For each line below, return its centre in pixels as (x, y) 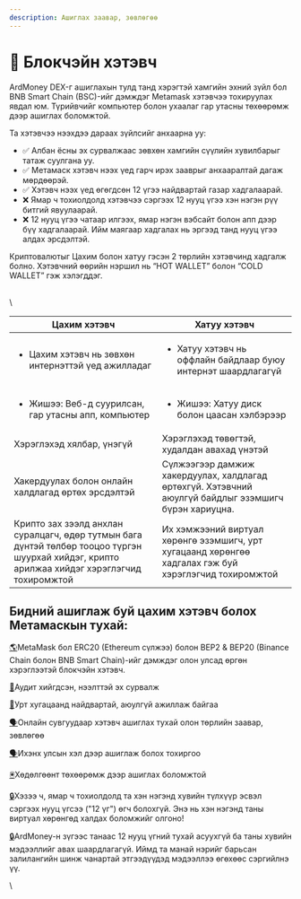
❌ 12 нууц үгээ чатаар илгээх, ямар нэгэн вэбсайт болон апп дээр (150, 219)
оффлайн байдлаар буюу (231, 360)
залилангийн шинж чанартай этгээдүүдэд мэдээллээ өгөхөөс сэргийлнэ (149, 859)
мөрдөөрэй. (45, 179)
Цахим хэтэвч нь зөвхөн (82, 353)
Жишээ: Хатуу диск (219, 403)
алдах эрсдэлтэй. (56, 239)
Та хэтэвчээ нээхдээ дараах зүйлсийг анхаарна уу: (108, 133)
